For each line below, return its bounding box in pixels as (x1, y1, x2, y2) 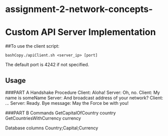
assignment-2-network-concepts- (5, 4, 153, 15)
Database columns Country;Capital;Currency (5, 124, 99, 131)
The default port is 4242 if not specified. (5, 62, 90, 68)
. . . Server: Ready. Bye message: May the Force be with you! (5, 100, 129, 106)
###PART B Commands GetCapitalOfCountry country (5, 109, 116, 116)
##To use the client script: (5, 43, 59, 49)
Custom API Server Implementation (5, 27, 156, 38)
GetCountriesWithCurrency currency (5, 115, 81, 121)
